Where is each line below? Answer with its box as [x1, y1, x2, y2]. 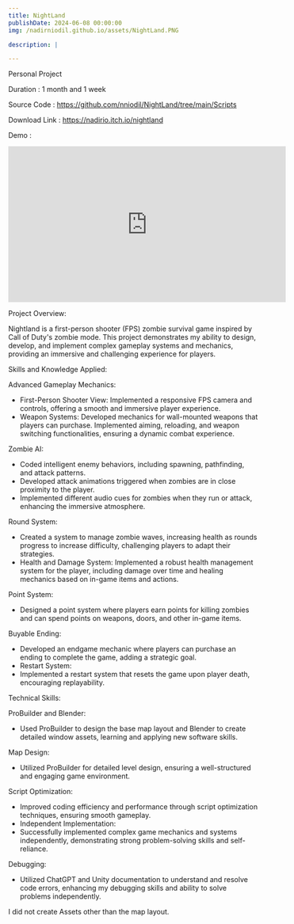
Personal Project [8, 69, 63, 79]
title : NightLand [8, 11, 66, 20]
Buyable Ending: [8, 629, 62, 638]
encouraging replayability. [19, 678, 105, 687]
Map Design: [8, 747, 50, 757]
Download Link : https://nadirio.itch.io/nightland [8, 116, 164, 125]
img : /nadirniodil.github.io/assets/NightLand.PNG [8, 26, 179, 34]
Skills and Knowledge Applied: [8, 365, 108, 375]
